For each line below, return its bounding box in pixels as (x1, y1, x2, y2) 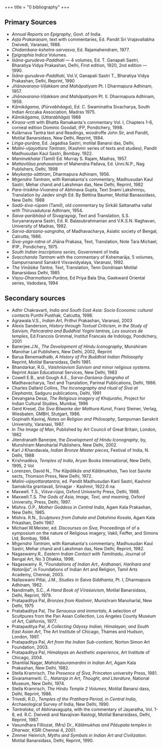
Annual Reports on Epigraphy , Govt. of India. (11, 31, 102, 37)
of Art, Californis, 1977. (11, 618, 58, 624)
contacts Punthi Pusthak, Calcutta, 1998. (11, 312, 94, 318)
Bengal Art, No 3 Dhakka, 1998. (11, 556, 75, 562)
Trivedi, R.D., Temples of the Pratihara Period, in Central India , (11, 696, 137, 702)
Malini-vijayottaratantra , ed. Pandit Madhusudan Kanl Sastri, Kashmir (11, 478, 152, 484)
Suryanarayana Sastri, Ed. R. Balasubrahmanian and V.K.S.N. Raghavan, (11, 218, 156, 223)
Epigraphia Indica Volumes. (11, 52, 67, 58)
